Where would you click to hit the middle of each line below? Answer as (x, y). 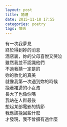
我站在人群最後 (20, 100)
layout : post (19, 10)
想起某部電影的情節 (25, 107)
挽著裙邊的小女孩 (23, 88)
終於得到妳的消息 (23, 50)
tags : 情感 (16, 29)
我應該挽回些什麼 (23, 113)
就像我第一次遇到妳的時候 (31, 82)
